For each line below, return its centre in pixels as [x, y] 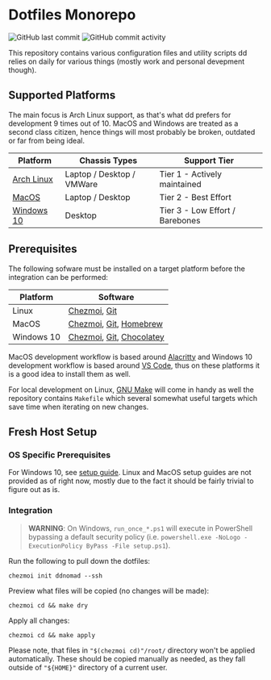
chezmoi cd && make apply [52, 635]
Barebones [180, 220]
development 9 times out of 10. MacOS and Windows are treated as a [123, 123]
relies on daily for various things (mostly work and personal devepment [127, 61]
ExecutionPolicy [55, 546]
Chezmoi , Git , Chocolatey [116, 336]
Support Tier [209, 161]
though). [23, 69]
